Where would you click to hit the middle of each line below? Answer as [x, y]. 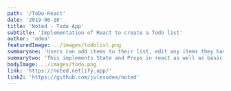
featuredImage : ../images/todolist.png [64, 45]
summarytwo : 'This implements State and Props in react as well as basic [115, 58]
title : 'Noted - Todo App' [46, 26]
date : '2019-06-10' [35, 20]
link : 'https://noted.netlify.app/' [59, 70]
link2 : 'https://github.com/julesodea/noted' [73, 77]
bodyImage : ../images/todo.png [52, 64]
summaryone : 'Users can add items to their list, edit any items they [110, 52]
